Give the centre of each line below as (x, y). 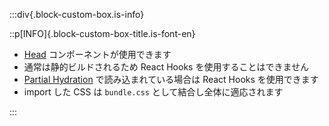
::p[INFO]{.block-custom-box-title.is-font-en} (102, 33)
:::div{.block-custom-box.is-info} (77, 14)
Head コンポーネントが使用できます (97, 54)
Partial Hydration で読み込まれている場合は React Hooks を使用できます (171, 79)
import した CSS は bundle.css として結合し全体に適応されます (153, 92)
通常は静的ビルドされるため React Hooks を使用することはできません (166, 67)
